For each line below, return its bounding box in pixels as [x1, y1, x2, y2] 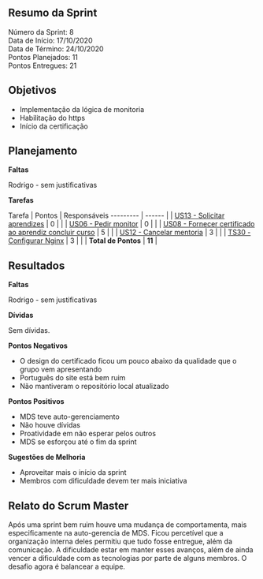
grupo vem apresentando [19, 364, 102, 374]
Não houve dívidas [19, 420, 81, 430]
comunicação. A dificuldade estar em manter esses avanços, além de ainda [8, 545, 254, 555]
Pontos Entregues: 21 [8, 61, 77, 70]
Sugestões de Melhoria [8, 453, 86, 462]
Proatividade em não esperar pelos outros [19, 429, 156, 439]
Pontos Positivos [8, 397, 65, 406]
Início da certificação [19, 121, 88, 131]
